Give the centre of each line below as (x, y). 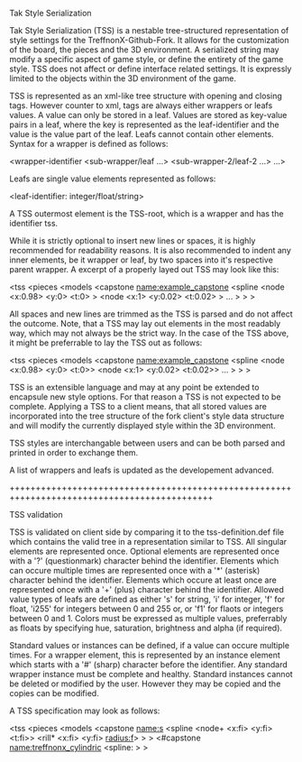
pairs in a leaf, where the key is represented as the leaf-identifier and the (144, 124)
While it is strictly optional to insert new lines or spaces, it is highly (133, 241)
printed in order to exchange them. (74, 453)
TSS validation (36, 514)
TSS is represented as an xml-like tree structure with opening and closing (146, 96)
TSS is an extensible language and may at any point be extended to (134, 387)
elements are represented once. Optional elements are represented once (144, 551)
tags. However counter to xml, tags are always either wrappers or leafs (141, 106)
